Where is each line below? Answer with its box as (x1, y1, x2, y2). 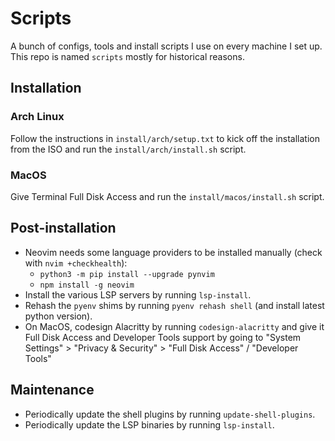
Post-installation (10, 220, 117, 237)
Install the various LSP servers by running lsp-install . (24, 288, 252, 301)
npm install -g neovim (39, 280, 135, 290)
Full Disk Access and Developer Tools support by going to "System (24, 331, 302, 343)
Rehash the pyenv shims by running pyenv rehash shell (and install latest (24, 299, 325, 311)
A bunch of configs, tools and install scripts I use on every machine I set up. (10, 40, 323, 52)
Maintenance (10, 382, 95, 399)
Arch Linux (10, 110, 65, 124)
